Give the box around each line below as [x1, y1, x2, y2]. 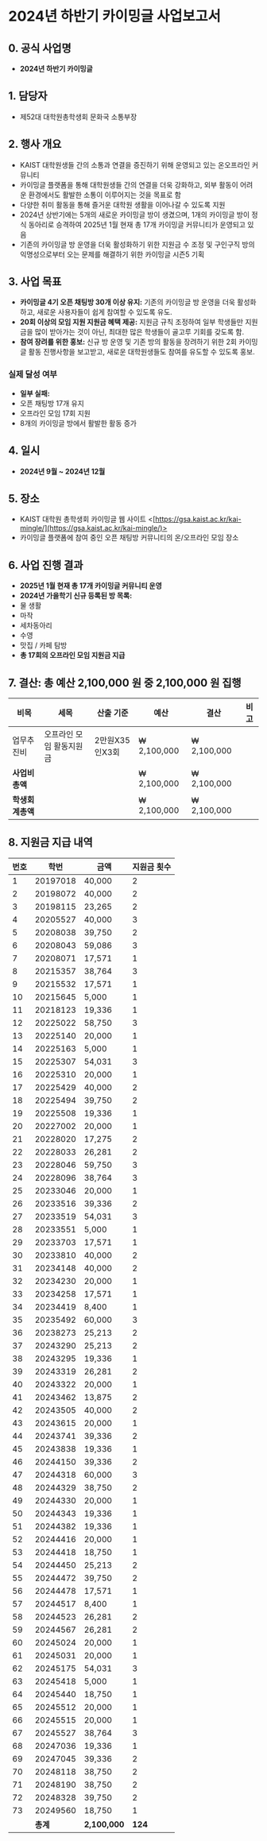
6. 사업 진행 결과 [8, 558, 83, 572]
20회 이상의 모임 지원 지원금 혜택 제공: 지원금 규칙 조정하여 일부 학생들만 [19, 317, 244, 327]
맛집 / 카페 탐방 [19, 640, 68, 650]
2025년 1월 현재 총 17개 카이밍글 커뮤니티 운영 [19, 581, 163, 590]
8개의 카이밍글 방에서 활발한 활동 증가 [19, 418, 137, 427]
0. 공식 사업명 [8, 41, 72, 55]
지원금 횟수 [132, 861, 172, 872]
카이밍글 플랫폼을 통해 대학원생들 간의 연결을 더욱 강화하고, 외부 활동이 [19, 180, 238, 189]
